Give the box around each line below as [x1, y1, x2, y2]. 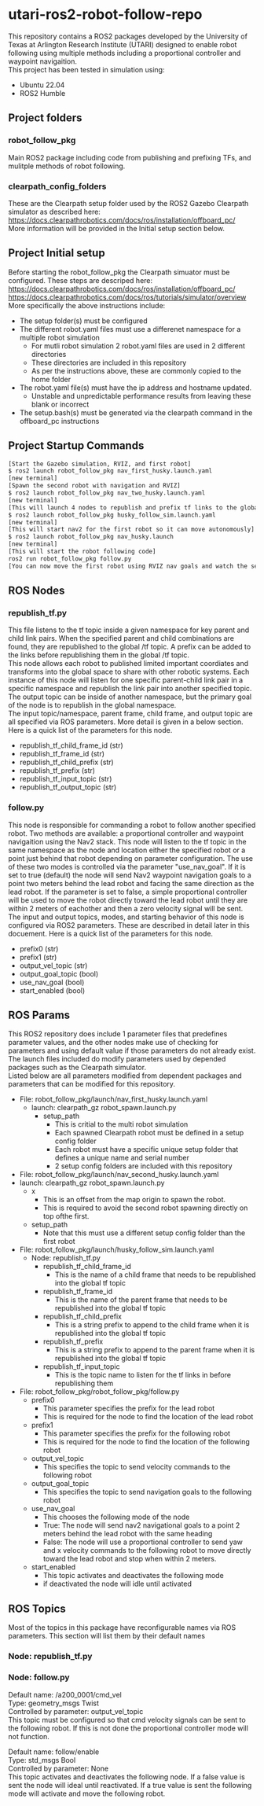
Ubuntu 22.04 [19, 80, 65, 90]
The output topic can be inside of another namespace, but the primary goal [8, 692, 252, 701]
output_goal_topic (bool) [19, 969, 99, 978]
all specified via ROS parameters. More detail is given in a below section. [8, 717, 244, 726]
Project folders [8, 112, 82, 125]
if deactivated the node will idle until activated [42, 1579, 192, 1589]
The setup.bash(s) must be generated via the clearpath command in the [19, 407, 253, 417]
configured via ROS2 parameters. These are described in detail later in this [8, 920, 250, 929]
